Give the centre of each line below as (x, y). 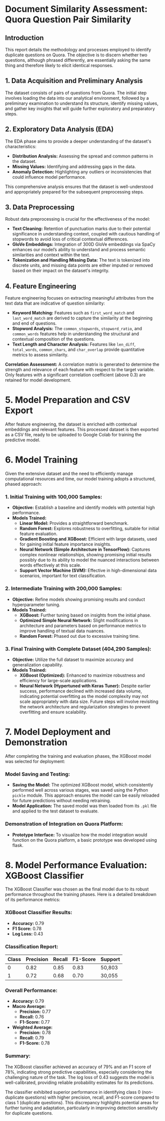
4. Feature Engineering (41, 286)
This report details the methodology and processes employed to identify (78, 50)
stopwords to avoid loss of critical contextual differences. (70, 239)
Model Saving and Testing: (38, 774)
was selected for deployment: (35, 761)
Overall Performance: (31, 990)
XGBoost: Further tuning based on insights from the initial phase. (85, 615)
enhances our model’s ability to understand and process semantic (79, 250)
